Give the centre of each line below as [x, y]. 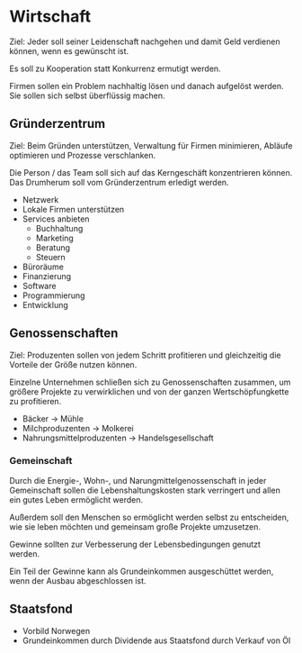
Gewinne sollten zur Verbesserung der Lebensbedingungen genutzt [135, 544]
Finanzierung [47, 276]
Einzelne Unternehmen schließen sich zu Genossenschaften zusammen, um [150, 382]
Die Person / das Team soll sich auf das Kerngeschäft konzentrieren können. [151, 172]
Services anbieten [56, 219]
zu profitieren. [36, 401]
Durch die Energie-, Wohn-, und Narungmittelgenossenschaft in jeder [138, 480]
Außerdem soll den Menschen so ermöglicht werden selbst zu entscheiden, [149, 517]
